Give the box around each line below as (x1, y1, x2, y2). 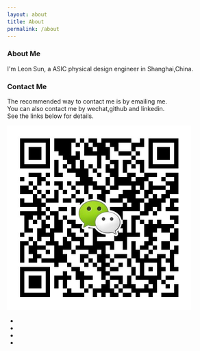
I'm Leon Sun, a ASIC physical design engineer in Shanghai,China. (7, 64, 194, 73)
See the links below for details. (7, 112, 94, 120)
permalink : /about (7, 25, 60, 32)
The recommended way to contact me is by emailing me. (7, 97, 168, 106)
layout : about (7, 11, 48, 18)
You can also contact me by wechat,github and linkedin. (7, 104, 165, 112)
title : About (7, 18, 45, 25)
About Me (7, 49, 41, 58)
